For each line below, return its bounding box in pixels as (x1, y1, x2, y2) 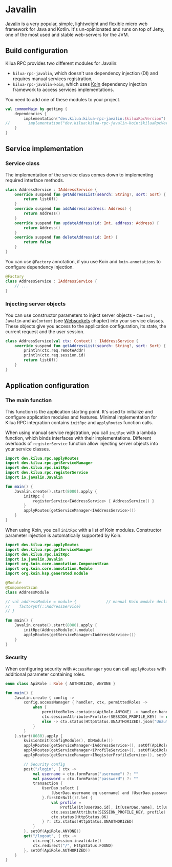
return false (24, 240, 52, 245)
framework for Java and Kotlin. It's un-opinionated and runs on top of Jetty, (5, 26, 165, 32)
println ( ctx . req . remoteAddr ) (24, 348, 86, 353)
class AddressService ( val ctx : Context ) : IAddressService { (5, 338, 139, 344)
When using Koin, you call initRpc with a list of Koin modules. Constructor (5, 527, 162, 533)
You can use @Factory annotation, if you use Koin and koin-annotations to (5, 258, 161, 264)
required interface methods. (5, 177, 64, 183)
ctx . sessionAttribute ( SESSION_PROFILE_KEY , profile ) (51, 809, 166, 815)
